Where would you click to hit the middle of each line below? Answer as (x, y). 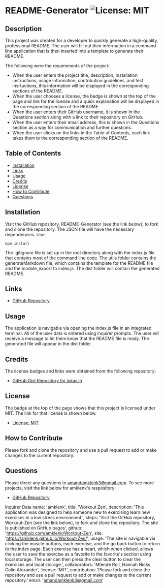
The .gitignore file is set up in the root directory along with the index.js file (80, 252)
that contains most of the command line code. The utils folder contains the (81, 258)
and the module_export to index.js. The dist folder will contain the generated (82, 268)
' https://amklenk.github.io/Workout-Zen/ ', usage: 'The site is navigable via (80, 538)
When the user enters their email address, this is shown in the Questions (86, 122)
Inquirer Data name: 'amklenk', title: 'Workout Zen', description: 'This (75, 507)
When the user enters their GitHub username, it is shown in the (76, 112)
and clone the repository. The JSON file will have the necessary (70, 229)
